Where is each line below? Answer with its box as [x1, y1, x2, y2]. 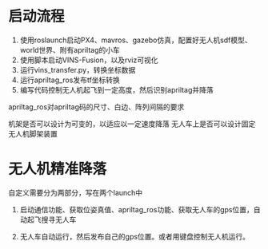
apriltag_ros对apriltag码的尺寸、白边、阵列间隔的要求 [8, 101, 185, 112]
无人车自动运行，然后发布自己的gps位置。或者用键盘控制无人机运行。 [19, 231, 250, 241]
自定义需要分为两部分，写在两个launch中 [8, 188, 143, 197]
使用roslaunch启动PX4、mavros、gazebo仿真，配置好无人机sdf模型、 [19, 35, 252, 45]
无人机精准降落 [8, 160, 107, 178]
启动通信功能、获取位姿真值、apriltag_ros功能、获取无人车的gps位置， [19, 204, 254, 214]
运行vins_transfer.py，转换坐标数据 [19, 65, 136, 74]
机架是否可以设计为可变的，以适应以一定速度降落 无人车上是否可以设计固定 [8, 119, 256, 128]
